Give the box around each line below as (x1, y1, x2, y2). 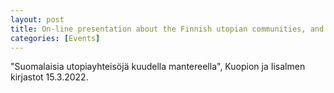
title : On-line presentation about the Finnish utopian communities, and (10, 24, 325, 34)
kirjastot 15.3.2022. (10, 71, 89, 83)
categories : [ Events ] (10, 33, 101, 43)
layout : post (10, 14, 65, 25)
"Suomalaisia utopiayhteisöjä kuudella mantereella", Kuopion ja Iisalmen (10, 61, 306, 73)
